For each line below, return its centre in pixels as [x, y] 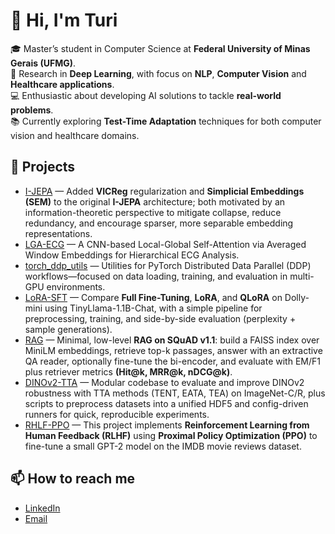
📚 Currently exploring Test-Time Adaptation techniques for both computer [166, 121]
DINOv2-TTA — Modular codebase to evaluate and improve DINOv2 [164, 382]
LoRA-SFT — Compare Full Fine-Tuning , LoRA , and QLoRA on [153, 297]
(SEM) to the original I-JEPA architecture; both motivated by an [155, 201]
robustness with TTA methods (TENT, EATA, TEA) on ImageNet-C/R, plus [175, 393]
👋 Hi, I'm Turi [64, 20]
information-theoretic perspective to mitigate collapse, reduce [153, 212]
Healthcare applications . [62, 84]
